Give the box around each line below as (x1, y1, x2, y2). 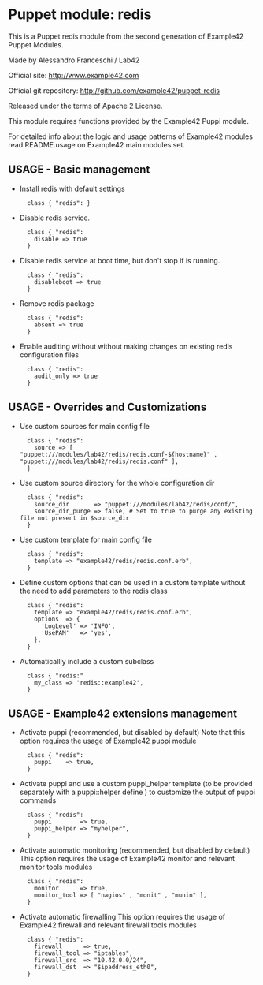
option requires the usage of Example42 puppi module (19, 736, 197, 746)
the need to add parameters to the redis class (19, 586, 168, 595)
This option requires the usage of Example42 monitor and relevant (19, 854, 235, 864)
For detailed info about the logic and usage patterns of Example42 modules (8, 132, 254, 141)
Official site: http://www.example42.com (8, 70, 139, 80)
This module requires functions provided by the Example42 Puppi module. (8, 116, 250, 125)
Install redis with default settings (19, 184, 125, 193)
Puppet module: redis (8, 6, 152, 24)
